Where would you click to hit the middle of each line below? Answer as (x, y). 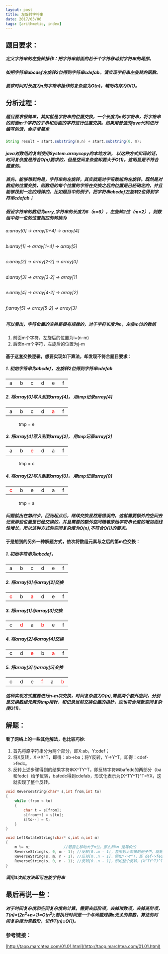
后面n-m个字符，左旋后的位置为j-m (49, 344)
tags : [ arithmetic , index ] (34, 24)
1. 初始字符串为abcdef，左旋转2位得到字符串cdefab (59, 369)
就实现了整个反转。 (33, 782)
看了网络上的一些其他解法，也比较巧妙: (46, 739)
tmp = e (27, 424)
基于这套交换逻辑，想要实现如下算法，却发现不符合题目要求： (69, 356)
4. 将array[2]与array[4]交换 (35, 639)
